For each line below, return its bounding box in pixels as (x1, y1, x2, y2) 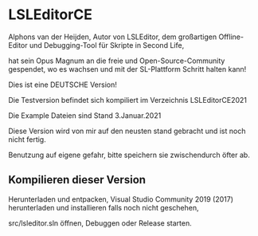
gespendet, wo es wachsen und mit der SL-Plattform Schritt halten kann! (8, 64, 247, 73)
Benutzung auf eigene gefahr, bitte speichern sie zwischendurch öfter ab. (8, 150, 251, 159)
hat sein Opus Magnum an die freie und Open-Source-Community (8, 56, 225, 65)
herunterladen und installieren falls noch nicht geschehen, (8, 203, 199, 212)
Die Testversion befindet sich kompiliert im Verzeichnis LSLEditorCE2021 (8, 95, 247, 104)
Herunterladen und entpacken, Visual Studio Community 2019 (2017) (8, 194, 233, 204)
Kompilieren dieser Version (8, 173, 146, 187)
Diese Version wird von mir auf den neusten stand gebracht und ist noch (8, 126, 246, 136)
